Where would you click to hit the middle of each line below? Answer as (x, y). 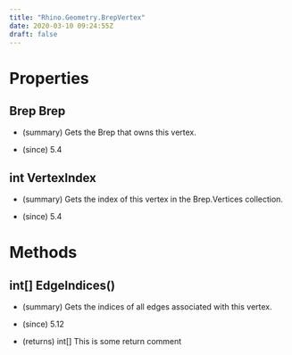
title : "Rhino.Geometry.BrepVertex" (77, 17)
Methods (43, 253)
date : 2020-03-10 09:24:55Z (62, 26)
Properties (49, 78)
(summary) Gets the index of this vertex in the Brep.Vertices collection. (153, 199)
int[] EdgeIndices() (63, 285)
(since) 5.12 (43, 324)
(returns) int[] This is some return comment (102, 342)
